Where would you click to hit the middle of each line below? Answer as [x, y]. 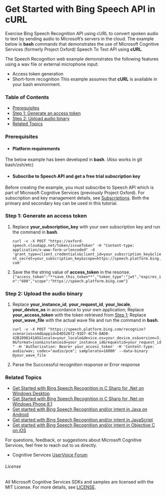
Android [20, 415]
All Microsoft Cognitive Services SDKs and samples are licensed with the [80, 482]
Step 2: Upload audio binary [41, 119]
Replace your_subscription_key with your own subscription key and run [86, 226]
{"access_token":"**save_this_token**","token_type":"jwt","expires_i [87, 277]
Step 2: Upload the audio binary [44, 293]
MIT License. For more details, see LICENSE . [51, 487]
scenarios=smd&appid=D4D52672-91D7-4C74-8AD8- [61, 334]
